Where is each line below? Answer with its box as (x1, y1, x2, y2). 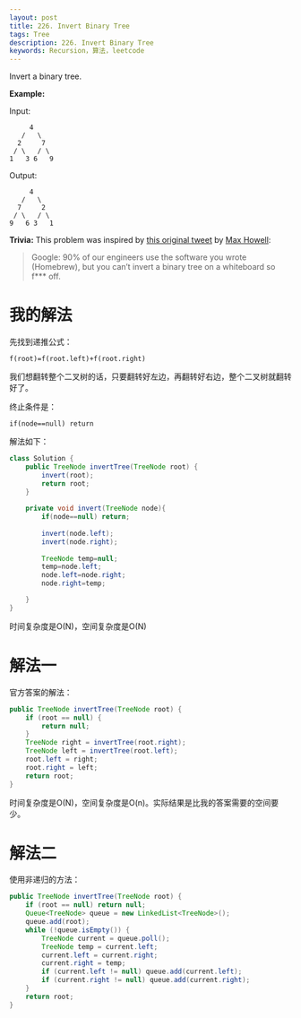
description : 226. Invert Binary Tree (9, 38, 154, 47)
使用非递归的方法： (9, 875, 81, 885)
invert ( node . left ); (41, 529, 115, 538)
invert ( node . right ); (41, 537, 118, 547)
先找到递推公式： (9, 337, 73, 348)
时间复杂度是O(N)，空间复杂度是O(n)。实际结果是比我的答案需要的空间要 (9, 797, 279, 807)
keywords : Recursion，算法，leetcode (9, 47, 145, 56)
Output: (9, 170, 38, 181)
